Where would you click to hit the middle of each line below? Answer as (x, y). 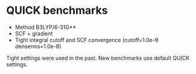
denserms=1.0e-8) (38, 46)
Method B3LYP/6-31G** (46, 27)
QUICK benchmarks (57, 11)
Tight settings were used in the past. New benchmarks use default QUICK (98, 58)
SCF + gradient (34, 33)
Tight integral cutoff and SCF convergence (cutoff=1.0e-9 (87, 40)
